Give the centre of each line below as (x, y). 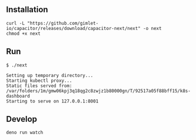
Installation (27, 10)
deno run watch (25, 133)
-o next (152, 28)
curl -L (16, 23)
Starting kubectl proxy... (39, 81)
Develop (21, 119)
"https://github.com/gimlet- (63, 23)
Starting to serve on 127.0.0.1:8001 (52, 101)
